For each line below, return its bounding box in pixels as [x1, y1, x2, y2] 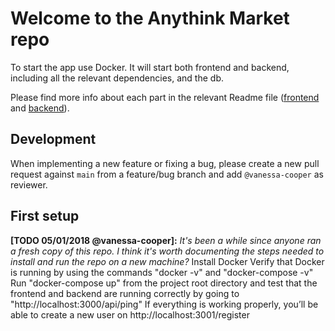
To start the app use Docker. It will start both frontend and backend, [10, 61, 290, 73]
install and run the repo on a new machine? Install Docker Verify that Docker [10, 255, 325, 267]
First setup [10, 208, 80, 225]
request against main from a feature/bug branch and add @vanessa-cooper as [10, 168, 324, 180]
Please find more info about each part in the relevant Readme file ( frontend [10, 91, 320, 103]
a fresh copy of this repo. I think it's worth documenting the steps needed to [10, 245, 325, 257]
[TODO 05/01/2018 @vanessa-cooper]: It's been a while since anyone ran [10, 234, 322, 246]
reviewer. [10, 178, 48, 191]
